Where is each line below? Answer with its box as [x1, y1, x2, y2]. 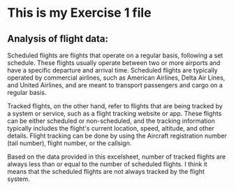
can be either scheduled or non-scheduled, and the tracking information [7, 117, 215, 125]
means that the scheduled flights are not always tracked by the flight [7, 168, 205, 175]
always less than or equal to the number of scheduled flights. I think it [7, 160, 207, 168]
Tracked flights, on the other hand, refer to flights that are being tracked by [7, 102, 223, 110]
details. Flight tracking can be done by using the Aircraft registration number [7, 131, 227, 140]
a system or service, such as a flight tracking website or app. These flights [7, 110, 222, 117]
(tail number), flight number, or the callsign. [7, 139, 132, 147]
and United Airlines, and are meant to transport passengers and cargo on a [7, 81, 224, 89]
